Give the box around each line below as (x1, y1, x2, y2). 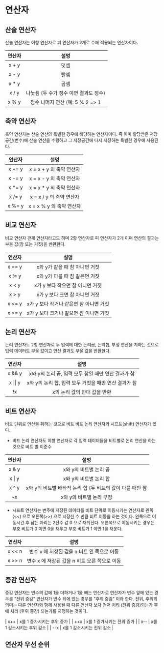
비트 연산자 (5, 407, 37, 416)
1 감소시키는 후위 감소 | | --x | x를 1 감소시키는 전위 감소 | (5, 625, 114, 631)
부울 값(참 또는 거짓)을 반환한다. (5, 241, 66, 247)
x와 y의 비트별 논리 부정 (61, 494, 113, 501)
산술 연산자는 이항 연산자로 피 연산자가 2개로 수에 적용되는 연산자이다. (5, 40, 139, 45)
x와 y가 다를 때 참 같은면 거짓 (36, 272, 100, 279)
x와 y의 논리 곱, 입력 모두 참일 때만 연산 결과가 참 (29, 370, 135, 377)
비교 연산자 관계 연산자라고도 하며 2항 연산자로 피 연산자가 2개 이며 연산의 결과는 (5, 235, 159, 241)
